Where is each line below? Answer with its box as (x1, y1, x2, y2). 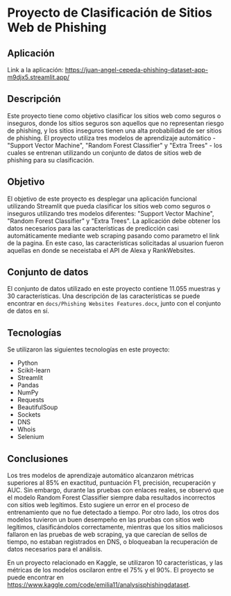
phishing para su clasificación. (7, 156, 95, 164)
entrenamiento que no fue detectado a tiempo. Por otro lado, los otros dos (7, 508, 220, 517)
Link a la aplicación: (7, 66, 64, 74)
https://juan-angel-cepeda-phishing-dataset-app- (65, 66, 208, 74)
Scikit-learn (17, 366, 51, 374)
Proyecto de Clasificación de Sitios (7, 5, 213, 21)
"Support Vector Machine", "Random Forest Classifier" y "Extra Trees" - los (7, 141, 223, 149)
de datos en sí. (7, 307, 50, 315)
